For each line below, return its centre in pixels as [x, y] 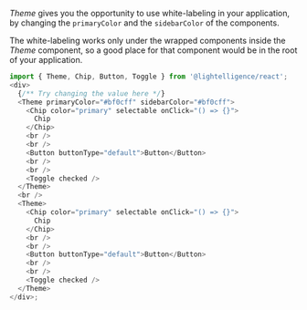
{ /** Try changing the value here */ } [92, 93]
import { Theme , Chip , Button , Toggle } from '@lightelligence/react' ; [148, 77]
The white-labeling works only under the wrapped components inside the [148, 41]
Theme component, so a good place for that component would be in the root [153, 50]
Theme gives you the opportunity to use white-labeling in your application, [150, 13]
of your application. [46, 60]
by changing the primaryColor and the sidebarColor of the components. [145, 23]
